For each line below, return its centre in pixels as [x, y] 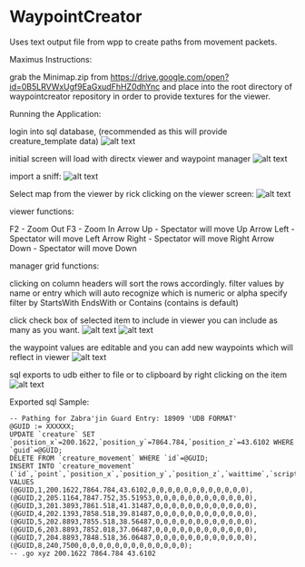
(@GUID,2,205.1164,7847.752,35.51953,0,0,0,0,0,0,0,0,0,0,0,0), [133, 498]
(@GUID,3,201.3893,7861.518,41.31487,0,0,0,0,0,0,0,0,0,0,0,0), [133, 505]
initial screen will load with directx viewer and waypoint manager [130, 158]
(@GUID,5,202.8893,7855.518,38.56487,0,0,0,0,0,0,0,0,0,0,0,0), [133, 522]
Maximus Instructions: [51, 59]
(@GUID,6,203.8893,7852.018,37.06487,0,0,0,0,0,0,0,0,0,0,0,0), [133, 529]
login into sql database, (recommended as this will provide [118, 131]
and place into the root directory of [227, 86]
